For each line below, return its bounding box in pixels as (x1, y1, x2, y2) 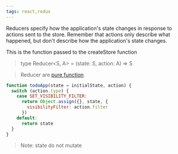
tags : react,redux (6, 8, 51, 15)
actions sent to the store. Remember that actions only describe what (6, 30, 170, 38)
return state (21, 121, 54, 126)
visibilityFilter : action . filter (27, 104, 109, 110)
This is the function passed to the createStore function (6, 48, 137, 56)
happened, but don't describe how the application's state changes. (6, 37, 167, 44)
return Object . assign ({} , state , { (21, 99, 109, 105)
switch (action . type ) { (11, 88, 69, 94)
